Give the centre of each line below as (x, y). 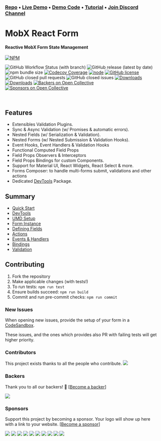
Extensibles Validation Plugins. (43, 124)
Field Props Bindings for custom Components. (58, 161)
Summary (20, 196)
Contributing (25, 264)
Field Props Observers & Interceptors (49, 155)
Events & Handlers (31, 239)
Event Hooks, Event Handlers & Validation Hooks (61, 145)
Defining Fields (27, 229)
